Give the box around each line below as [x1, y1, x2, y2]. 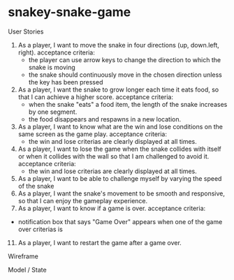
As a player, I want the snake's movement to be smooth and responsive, [17, 189, 226, 198]
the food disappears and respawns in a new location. [28, 115, 182, 123]
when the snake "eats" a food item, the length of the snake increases [28, 100, 228, 108]
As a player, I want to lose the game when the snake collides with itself [17, 145, 222, 153]
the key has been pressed [28, 78, 103, 86]
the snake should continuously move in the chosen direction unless [28, 71, 222, 79]
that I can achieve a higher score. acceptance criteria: [17, 92, 174, 101]
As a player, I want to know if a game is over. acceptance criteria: [17, 204, 206, 212]
